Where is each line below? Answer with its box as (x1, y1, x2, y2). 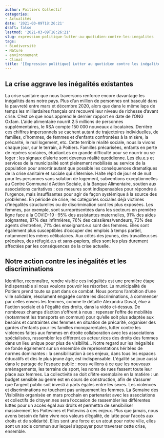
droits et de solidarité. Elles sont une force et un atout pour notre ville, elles (5, 418, 156, 424)
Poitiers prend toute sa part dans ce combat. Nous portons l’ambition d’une (5, 288, 156, 294)
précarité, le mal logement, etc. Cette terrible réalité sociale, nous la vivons (5, 139, 156, 145)
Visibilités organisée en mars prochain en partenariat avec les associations (5, 392, 155, 398)
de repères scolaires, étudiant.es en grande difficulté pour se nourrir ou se (5, 149, 155, 155)
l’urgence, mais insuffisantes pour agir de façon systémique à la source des (5, 191, 157, 197)
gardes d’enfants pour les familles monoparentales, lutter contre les (5, 324, 141, 330)
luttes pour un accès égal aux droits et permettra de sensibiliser (5, 402, 133, 408)
